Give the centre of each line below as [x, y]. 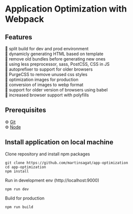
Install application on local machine [59, 142]
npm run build [19, 207]
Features [19, 37]
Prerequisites [26, 110]
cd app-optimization [26, 167]
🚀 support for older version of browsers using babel [56, 90]
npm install [17, 171]
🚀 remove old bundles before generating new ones [55, 59]
